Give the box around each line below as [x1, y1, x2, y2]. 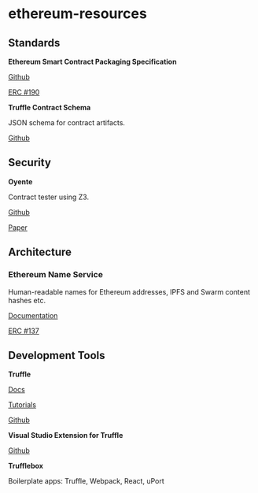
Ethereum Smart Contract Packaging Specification [8, 57, 177, 66]
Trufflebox [8, 461, 43, 471]
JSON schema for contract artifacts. [8, 118, 126, 127]
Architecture [8, 246, 72, 259]
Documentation [8, 310, 58, 320]
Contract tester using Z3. [8, 192, 89, 202]
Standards [8, 36, 61, 50]
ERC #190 [8, 87, 40, 97]
